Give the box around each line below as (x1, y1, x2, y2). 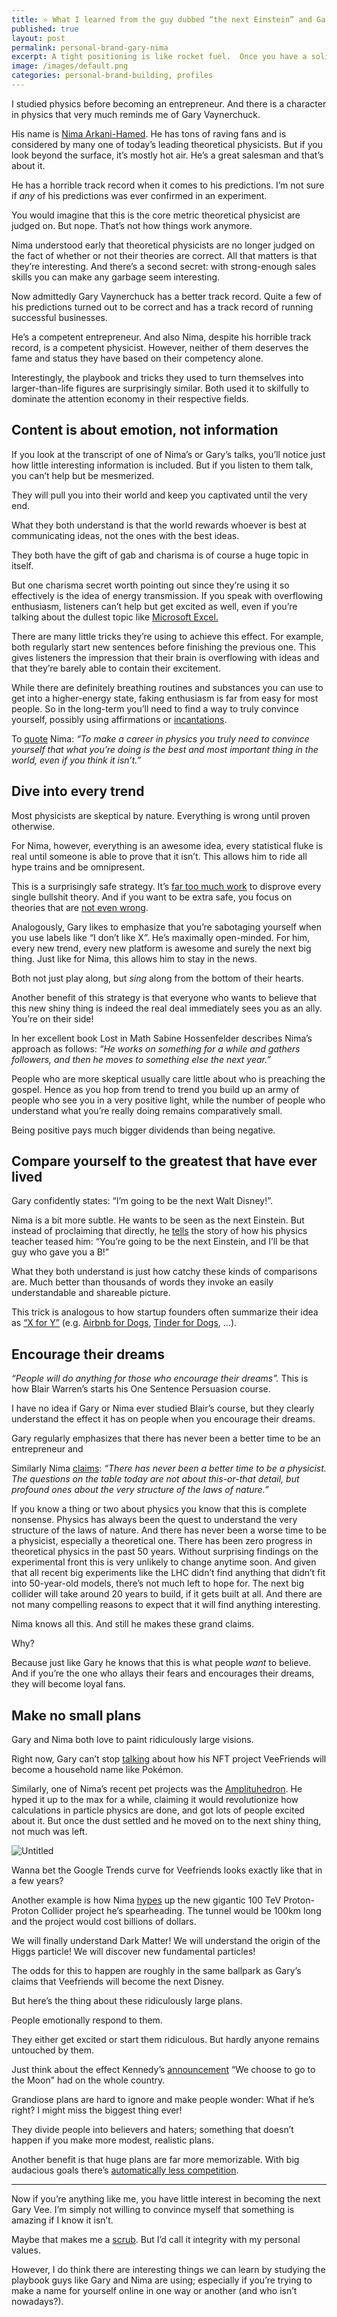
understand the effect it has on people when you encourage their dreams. (11, 1413, 316, 1425)
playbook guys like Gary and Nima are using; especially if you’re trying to (11, 2274, 313, 2286)
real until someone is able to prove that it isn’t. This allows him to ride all (11, 850, 308, 862)
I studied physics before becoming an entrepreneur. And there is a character (11, 97, 327, 110)
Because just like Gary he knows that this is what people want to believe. (11, 1657, 312, 1669)
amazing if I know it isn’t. (11, 2214, 114, 2226)
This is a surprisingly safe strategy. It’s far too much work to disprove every (11, 880, 322, 892)
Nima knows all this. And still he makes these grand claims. (11, 1618, 255, 1630)
